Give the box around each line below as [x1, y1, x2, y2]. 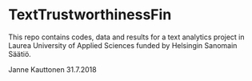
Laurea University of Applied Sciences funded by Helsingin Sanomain [8, 40, 238, 50]
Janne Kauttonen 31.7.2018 [8, 64, 98, 74]
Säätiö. [8, 49, 32, 59]
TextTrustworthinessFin [8, 6, 172, 24]
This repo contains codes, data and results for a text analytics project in [8, 32, 246, 42]
